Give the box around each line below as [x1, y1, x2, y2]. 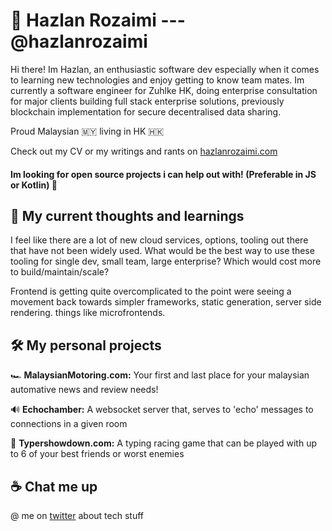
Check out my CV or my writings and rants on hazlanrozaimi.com [10, 145, 278, 157]
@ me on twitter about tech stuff [10, 509, 144, 521]
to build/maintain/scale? [10, 266, 110, 278]
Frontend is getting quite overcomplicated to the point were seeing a [10, 285, 292, 298]
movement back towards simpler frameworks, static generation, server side [10, 296, 322, 308]
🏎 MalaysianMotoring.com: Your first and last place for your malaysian [10, 369, 310, 381]
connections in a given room [10, 418, 128, 430]
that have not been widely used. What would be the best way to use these [10, 245, 315, 257]
